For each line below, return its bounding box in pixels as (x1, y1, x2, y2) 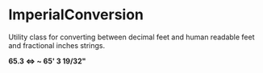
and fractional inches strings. (8, 40, 106, 50)
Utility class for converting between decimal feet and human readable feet (8, 32, 255, 42)
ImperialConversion (8, 6, 144, 24)
